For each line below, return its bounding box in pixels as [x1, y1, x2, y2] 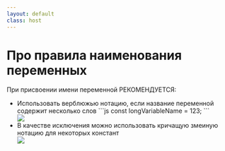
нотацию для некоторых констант [16, 128, 120, 138]
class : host [6, 17, 42, 24]
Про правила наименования [6, 47, 182, 64]
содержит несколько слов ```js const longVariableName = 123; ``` [16, 107, 210, 115]
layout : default [6, 10, 54, 18]
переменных [6, 62, 88, 78]
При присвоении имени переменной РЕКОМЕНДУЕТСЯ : [6, 85, 177, 94]
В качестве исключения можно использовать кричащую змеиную [16, 121, 219, 130]
